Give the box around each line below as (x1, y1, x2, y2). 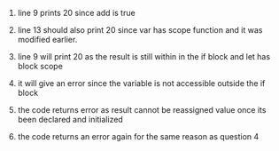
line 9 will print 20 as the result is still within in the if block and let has (17, 52, 271, 61)
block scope (17, 61, 64, 71)
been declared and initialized (17, 115, 124, 124)
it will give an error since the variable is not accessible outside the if (17, 78, 266, 88)
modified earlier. (17, 35, 78, 44)
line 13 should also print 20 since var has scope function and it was (17, 25, 263, 35)
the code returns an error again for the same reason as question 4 (17, 131, 260, 141)
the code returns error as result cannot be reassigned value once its (17, 105, 267, 115)
